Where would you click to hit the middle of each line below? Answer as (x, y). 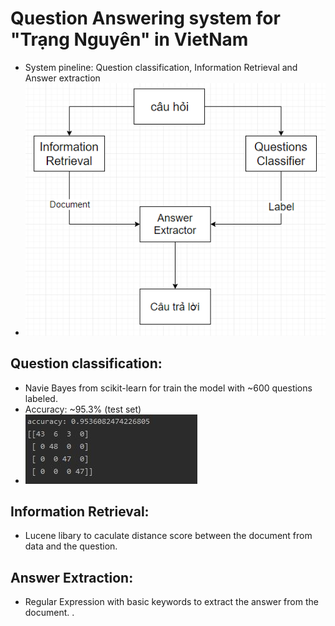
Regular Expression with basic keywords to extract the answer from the (171, 602)
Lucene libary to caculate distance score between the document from (168, 536)
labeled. (41, 398)
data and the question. (71, 546)
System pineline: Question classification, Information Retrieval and (161, 67)
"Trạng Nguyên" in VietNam (129, 39)
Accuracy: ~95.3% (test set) (83, 409)
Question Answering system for (145, 18)
